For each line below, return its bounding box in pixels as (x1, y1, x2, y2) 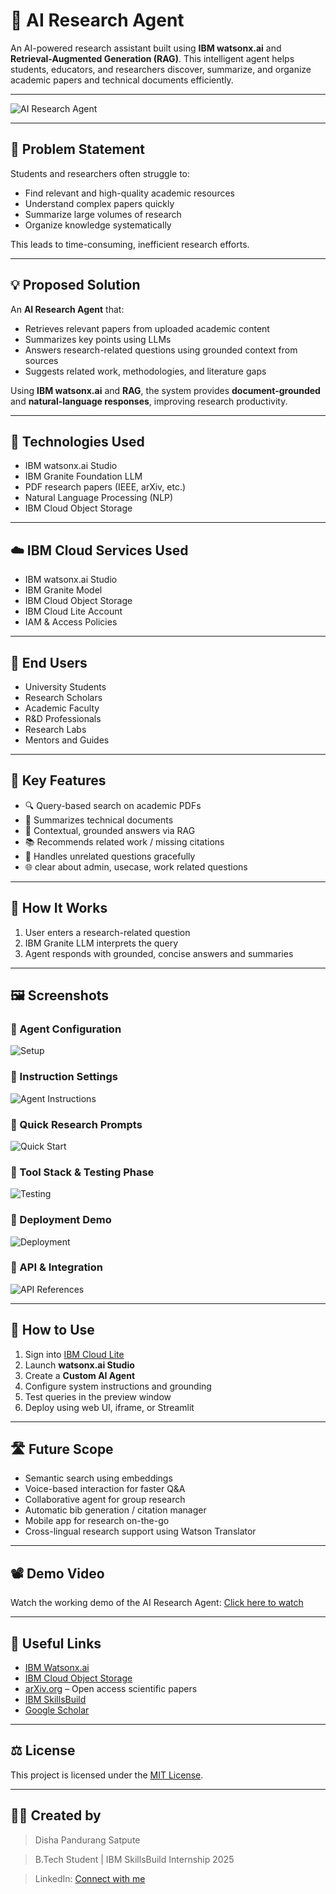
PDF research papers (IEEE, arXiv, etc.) (24, 481, 187, 493)
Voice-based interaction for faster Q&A (24, 1483, 186, 1495)
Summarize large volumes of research (24, 208, 182, 220)
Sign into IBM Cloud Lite (24, 1348, 125, 1360)
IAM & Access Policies (24, 616, 118, 628)
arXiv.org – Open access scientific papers (24, 1683, 198, 1695)
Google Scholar (24, 1704, 90, 1716)
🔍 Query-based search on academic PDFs (24, 799, 202, 811)
